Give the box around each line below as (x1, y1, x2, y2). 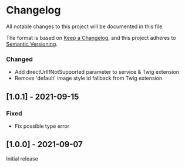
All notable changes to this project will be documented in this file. (6, 23, 164, 30)
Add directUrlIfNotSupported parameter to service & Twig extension (14, 69, 180, 76)
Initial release (6, 155, 38, 162)
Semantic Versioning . (6, 40, 58, 47)
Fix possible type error (14, 122, 69, 129)
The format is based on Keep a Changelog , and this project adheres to (6, 34, 176, 41)
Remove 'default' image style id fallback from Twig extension (14, 74, 163, 82)
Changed (6, 55, 33, 63)
